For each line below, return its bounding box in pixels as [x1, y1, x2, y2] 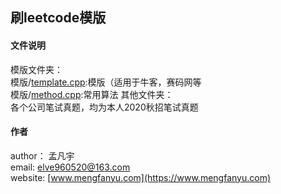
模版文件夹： [10, 63, 63, 75]
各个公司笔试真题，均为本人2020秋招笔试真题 [10, 101, 199, 113]
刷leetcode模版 [10, 9, 107, 27]
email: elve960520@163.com [10, 161, 131, 173]
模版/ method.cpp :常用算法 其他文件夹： [10, 88, 174, 100]
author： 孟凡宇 [10, 149, 75, 162]
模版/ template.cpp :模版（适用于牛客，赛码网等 [10, 76, 202, 88]
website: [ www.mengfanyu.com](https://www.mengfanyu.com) [10, 171, 272, 183]
